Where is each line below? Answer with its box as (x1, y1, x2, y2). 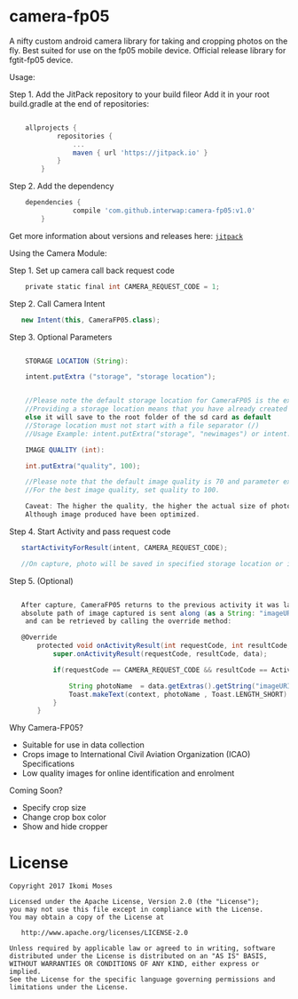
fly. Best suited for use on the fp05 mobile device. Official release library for (9, 44, 286, 55)
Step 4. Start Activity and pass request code (9, 526, 171, 537)
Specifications (21, 758, 75, 770)
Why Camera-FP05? (9, 723, 84, 733)
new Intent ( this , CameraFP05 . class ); (20, 316, 161, 324)
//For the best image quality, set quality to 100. (25, 486, 220, 495)
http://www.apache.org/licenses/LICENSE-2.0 (20, 929, 189, 938)
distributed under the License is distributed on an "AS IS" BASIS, (9, 952, 268, 961)
